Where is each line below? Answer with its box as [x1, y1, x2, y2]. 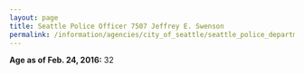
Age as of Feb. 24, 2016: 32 [9, 55, 115, 66]
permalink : [9, 30, 51, 39]
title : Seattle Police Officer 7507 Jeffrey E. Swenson [9, 22, 224, 31]
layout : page [9, 13, 59, 23]
